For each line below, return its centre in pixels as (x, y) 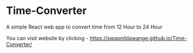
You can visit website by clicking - (48, 38)
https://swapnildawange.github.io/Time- (138, 38)
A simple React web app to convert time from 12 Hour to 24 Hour (84, 27)
